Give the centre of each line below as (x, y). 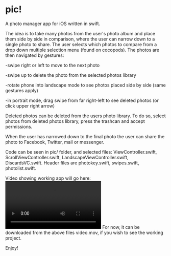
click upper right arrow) (30, 105)
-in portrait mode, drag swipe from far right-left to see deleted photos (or (82, 100)
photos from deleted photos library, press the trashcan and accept (75, 121)
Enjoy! (12, 248)
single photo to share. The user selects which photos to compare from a (81, 44)
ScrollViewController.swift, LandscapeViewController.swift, (67, 157)
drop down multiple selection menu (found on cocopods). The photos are (82, 50)
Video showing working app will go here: (48, 178)
